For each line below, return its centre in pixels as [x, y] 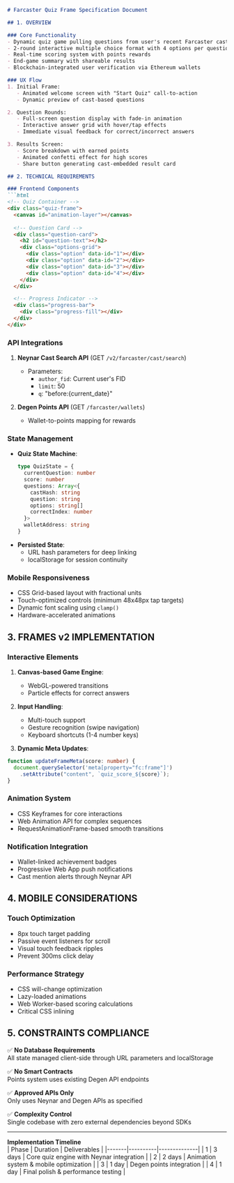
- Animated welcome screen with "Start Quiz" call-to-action [107, 93]
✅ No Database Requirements [51, 1050]
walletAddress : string [57, 525]
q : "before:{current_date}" [75, 393]
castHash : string [55, 492]
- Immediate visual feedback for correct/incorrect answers [106, 132]
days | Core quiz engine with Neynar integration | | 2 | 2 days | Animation [112, 1156]
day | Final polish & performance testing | [66, 1171]
